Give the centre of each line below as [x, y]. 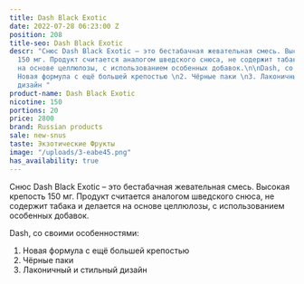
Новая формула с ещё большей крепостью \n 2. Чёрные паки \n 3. [137, 77]
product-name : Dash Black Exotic [72, 93]
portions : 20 [34, 110]
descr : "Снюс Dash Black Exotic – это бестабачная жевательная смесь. [145, 52]
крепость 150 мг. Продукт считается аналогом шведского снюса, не [142, 196]
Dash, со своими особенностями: [75, 232]
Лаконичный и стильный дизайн [85, 270]
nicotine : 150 [36, 102]
